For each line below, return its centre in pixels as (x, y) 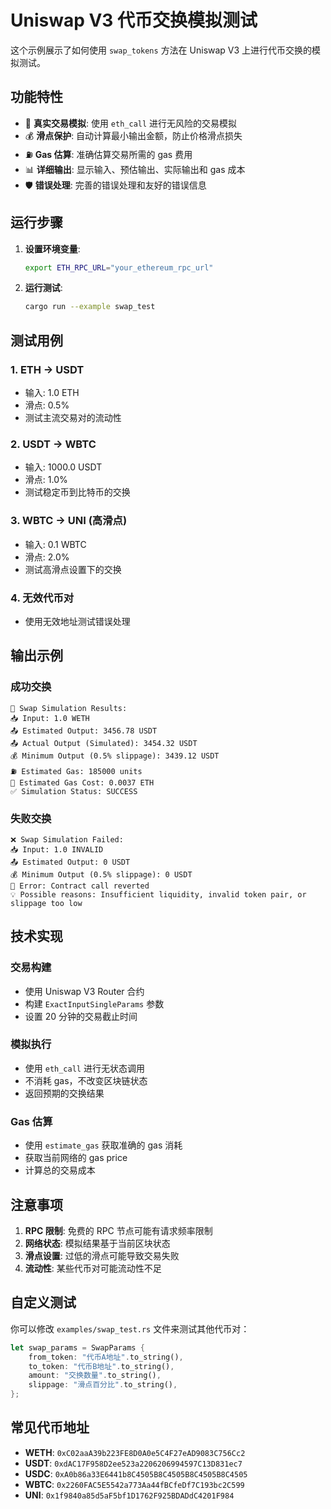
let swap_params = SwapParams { (77, 1347)
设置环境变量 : (52, 248)
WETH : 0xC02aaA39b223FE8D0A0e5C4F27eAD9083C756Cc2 (135, 1452)
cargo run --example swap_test (90, 307)
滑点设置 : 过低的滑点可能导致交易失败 (102, 1255)
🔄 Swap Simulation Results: (69, 708)
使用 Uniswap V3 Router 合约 (84, 991)
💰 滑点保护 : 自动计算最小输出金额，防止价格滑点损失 (133, 135)
